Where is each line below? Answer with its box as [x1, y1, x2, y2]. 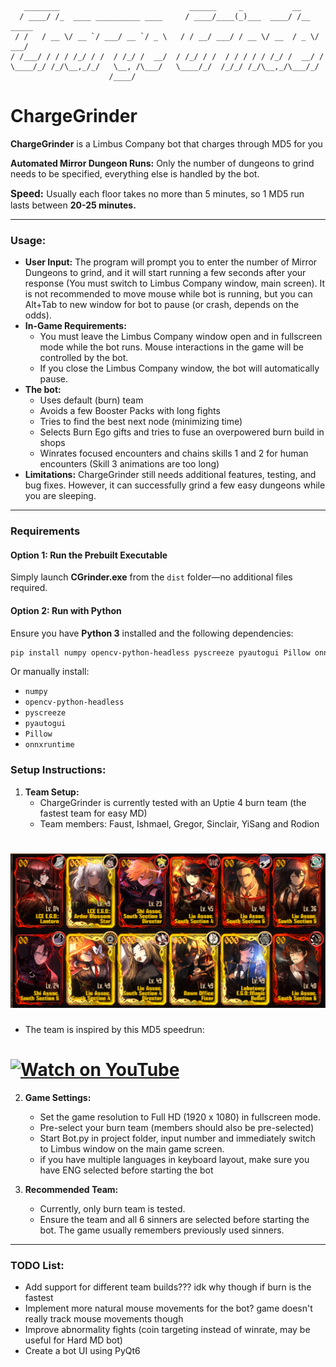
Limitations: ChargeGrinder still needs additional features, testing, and [24, 469, 317, 481]
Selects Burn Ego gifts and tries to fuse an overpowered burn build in [39, 426, 325, 438]
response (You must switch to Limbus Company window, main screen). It [24, 277, 326, 290]
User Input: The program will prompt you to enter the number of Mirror [24, 256, 318, 268]
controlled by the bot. [39, 352, 129, 364]
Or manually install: [10, 666, 90, 678]
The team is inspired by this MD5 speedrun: [24, 1024, 205, 1036]
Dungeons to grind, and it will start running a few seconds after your [24, 267, 307, 279]
